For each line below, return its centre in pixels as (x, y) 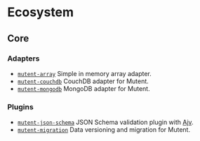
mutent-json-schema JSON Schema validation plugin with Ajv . (106, 122)
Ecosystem (41, 12)
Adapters (24, 59)
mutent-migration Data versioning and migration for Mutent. (104, 130)
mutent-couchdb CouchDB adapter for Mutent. (83, 81)
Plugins (20, 106)
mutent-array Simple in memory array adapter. (85, 73)
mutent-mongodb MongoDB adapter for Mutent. (84, 88)
